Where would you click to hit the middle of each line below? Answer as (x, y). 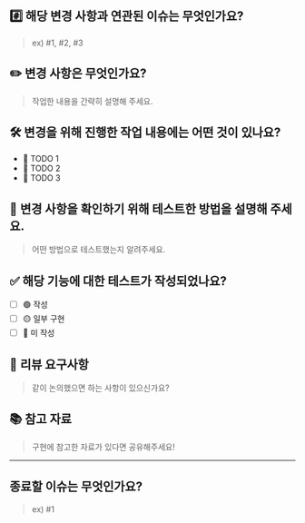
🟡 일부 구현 (44, 319)
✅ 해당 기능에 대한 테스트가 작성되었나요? (118, 281)
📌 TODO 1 (40, 159)
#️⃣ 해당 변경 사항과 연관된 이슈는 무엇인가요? (127, 16)
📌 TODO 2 (41, 168)
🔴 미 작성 (39, 333)
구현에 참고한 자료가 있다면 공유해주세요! (103, 447)
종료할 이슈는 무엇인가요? (76, 487)
